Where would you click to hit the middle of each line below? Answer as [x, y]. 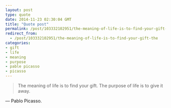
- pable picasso [22, 66]
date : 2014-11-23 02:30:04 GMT [38, 19]
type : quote [18, 15]
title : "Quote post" [27, 24]
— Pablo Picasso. [24, 101]
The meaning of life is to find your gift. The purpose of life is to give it [90, 86]
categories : [18, 43]
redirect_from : [21, 33]
